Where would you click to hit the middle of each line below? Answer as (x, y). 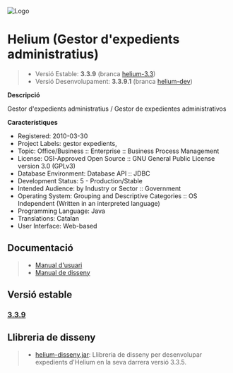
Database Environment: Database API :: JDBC (84, 173)
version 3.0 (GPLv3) (47, 166)
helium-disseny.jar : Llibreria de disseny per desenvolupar (119, 354)
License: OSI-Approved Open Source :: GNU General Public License (116, 158)
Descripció (24, 94)
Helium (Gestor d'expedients (94, 39)
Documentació (41, 248)
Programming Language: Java (61, 211)
